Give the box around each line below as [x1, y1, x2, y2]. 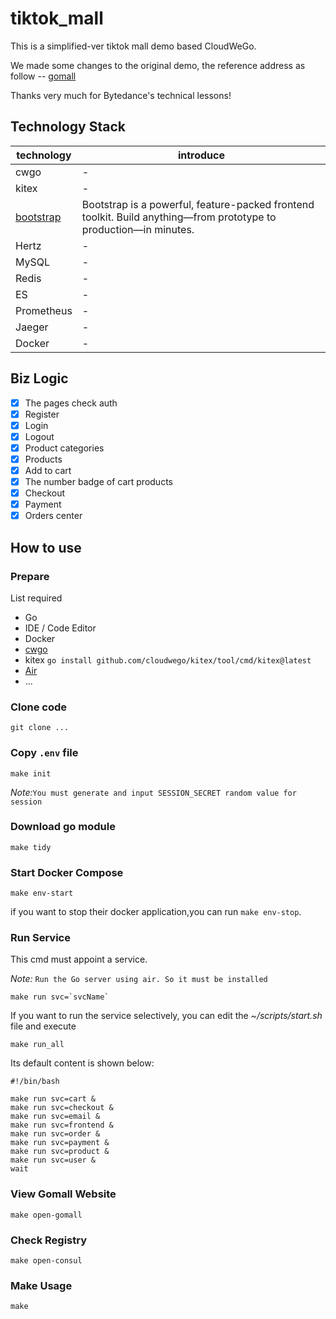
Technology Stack [10, 118, 126, 136]
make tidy [10, 842, 52, 852]
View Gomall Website [10, 1187, 117, 1201]
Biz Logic [10, 370, 69, 387]
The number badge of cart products [24, 476, 173, 487]
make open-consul [10, 1256, 83, 1266]
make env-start [10, 888, 74, 899]
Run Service [10, 931, 71, 945]
